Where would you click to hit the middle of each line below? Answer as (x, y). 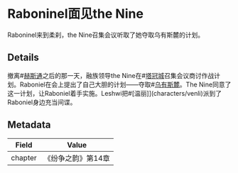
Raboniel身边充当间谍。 (42, 102)
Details (23, 58)
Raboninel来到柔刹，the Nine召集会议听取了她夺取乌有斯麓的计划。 (106, 35)
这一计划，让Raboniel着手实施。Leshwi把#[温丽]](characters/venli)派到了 (115, 93)
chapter (24, 157)
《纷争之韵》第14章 (77, 158)
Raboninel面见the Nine (76, 14)
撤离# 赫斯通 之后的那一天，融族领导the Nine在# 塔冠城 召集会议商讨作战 (111, 75)
